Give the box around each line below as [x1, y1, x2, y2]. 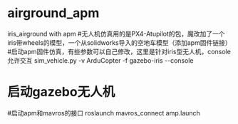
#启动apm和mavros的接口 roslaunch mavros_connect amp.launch [7, 108, 201, 117]
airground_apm [7, 5, 100, 21]
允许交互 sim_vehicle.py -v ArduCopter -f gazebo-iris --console [7, 56, 194, 65]
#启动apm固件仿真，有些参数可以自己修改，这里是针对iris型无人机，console [7, 47, 232, 56]
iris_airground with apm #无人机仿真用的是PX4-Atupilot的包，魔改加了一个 [7, 29, 225, 38]
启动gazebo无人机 [7, 84, 115, 100]
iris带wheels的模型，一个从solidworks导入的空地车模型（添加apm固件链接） [7, 38, 232, 47]
